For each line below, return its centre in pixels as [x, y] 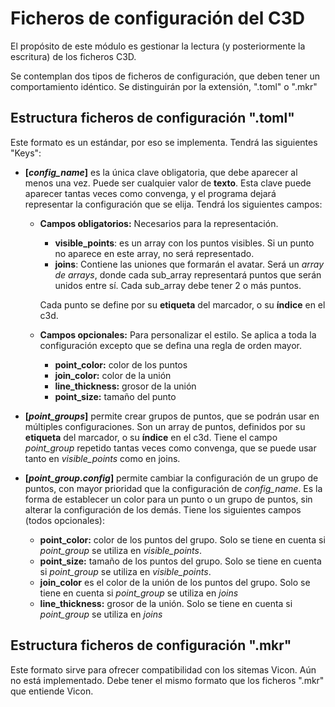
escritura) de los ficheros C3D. [73, 56]
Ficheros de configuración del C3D [158, 18]
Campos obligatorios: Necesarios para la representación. [159, 223]
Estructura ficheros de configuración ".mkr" [151, 645]
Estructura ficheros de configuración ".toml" [152, 118]
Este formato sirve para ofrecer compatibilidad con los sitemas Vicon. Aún [163, 669]
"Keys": [26, 153]
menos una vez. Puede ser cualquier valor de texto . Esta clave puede [168, 183]
